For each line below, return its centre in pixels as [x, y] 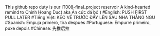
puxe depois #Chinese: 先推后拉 [37, 28]
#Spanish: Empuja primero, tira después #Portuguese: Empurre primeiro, [78, 22]
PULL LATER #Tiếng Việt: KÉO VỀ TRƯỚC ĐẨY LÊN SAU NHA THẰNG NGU [80, 17]
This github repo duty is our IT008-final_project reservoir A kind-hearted [78, 7]
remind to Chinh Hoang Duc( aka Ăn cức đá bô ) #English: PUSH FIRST [76, 12]
